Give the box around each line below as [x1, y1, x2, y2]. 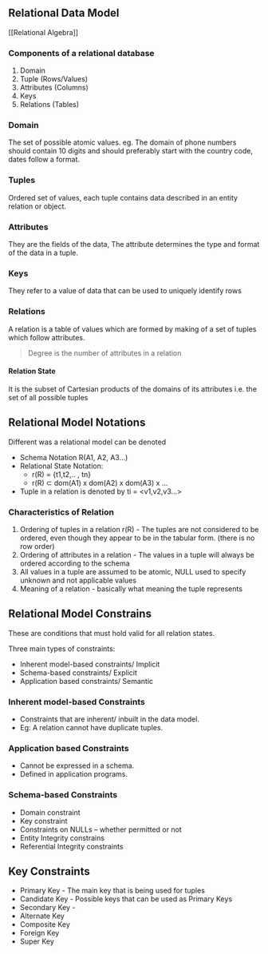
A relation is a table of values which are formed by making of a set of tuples [8, 324, 257, 334]
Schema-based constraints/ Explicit [19, 667, 138, 678]
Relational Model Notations [8, 415, 146, 430]
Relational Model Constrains [8, 607, 152, 621]
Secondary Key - [19, 903, 76, 912]
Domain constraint [19, 807, 81, 817]
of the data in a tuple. [8, 248, 78, 257]
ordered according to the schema [19, 558, 130, 568]
